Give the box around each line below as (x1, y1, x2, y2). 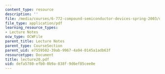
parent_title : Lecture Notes (5, 39, 65, 44)
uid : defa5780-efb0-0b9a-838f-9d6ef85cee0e (5, 61, 96, 66)
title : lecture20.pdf (5, 57, 50, 62)
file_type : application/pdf (5, 20, 63, 26)
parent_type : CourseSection (5, 43, 63, 48)
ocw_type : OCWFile (5, 35, 43, 39)
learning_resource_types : (5, 25, 58, 30)
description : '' (5, 12, 38, 17)
